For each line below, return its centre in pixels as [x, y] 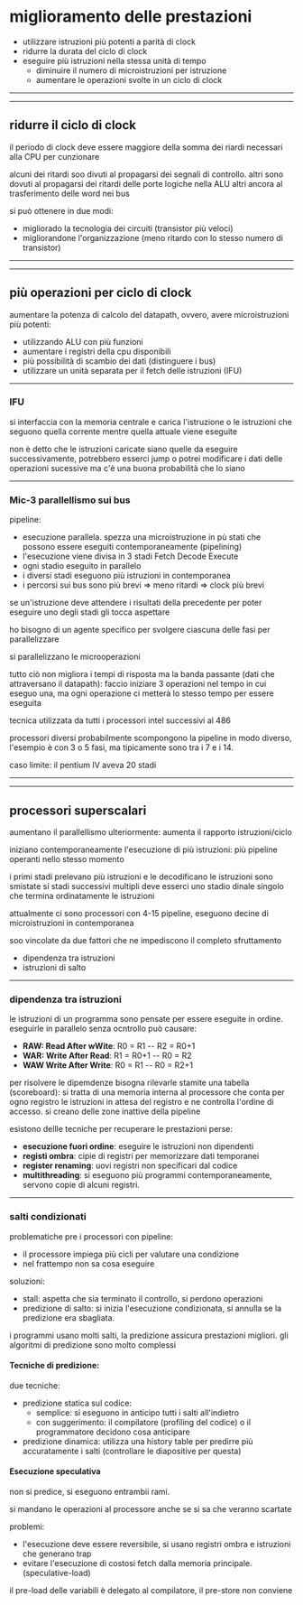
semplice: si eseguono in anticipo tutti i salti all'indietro [138, 1412]
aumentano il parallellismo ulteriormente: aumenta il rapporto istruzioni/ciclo [151, 831]
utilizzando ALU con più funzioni [83, 341]
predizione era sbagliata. [69, 1317]
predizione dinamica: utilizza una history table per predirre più [138, 1441]
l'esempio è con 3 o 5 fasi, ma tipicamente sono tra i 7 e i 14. [122, 747]
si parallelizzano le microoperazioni [75, 657]
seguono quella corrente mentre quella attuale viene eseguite [123, 431]
